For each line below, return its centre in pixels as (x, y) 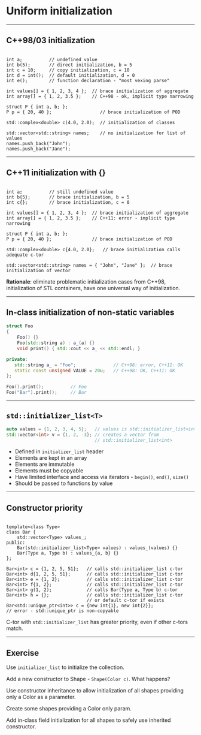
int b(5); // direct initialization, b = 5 (69, 65)
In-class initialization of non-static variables (90, 312)
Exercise (23, 653)
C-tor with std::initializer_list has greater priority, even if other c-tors (97, 622)
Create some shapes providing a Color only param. (69, 709)
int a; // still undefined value (60, 192)
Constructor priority (45, 508)
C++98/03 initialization (51, 40)
